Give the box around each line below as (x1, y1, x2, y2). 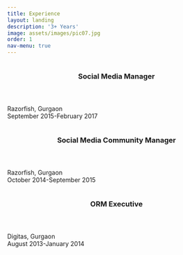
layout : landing (7, 17, 54, 24)
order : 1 (7, 36, 33, 43)
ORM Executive (89, 199, 143, 208)
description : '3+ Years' (7, 23, 79, 30)
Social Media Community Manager (57, 135, 176, 145)
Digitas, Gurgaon (7, 232, 55, 240)
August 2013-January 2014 (7, 239, 85, 247)
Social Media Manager (78, 71, 155, 81)
